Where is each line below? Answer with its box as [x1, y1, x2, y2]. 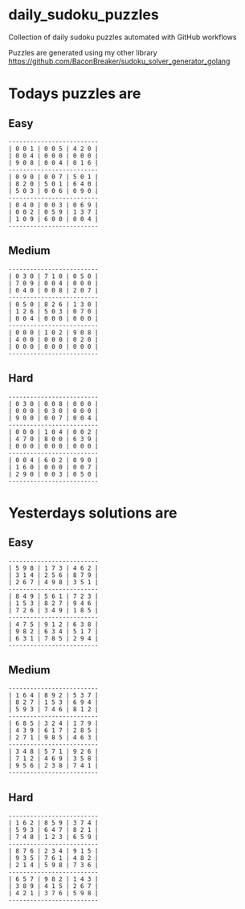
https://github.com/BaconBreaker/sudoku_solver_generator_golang [8, 56, 231, 66]
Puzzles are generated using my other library [8, 47, 158, 57]
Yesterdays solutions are [8, 504, 178, 522]
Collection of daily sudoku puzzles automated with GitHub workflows [8, 32, 237, 42]
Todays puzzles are [8, 84, 141, 103]
